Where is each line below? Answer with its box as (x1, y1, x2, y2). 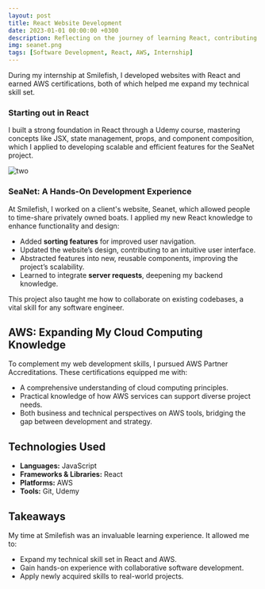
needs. (19, 400, 43, 410)
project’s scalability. (19, 262, 85, 271)
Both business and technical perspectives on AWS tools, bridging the (19, 408, 246, 418)
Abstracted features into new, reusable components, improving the (19, 253, 238, 263)
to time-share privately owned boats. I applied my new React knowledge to (8, 213, 253, 222)
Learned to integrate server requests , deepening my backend (19, 270, 224, 279)
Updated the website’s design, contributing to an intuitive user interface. (19, 244, 256, 255)
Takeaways (8, 509, 66, 523)
